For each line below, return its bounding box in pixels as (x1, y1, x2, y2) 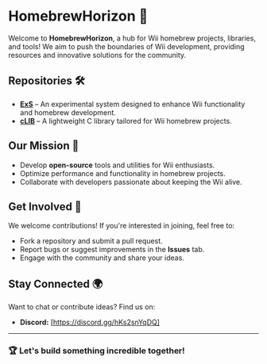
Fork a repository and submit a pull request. (19, 236, 163, 246)
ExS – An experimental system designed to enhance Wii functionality (19, 99, 246, 109)
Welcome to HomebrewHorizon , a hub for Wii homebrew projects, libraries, (8, 33, 257, 43)
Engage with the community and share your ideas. (19, 253, 185, 262)
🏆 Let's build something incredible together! (8, 345, 185, 356)
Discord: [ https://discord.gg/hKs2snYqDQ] (19, 317, 161, 328)
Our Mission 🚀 (8, 139, 79, 153)
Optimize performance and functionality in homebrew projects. (19, 168, 226, 178)
